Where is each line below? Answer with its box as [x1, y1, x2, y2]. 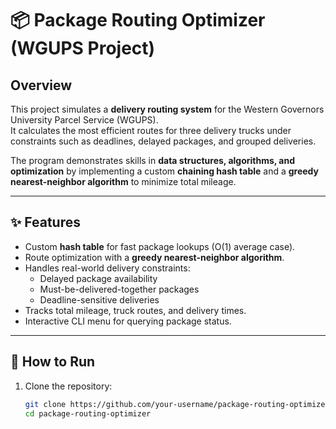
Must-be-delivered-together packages [39, 283, 200, 295]
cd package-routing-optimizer [24, 408, 152, 419]
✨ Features [10, 214, 81, 231]
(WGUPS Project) [10, 37, 156, 60]
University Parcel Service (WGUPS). [10, 114, 159, 126]
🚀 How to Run [10, 353, 96, 371]
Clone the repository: [24, 380, 113, 392]
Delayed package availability [39, 272, 158, 284]
